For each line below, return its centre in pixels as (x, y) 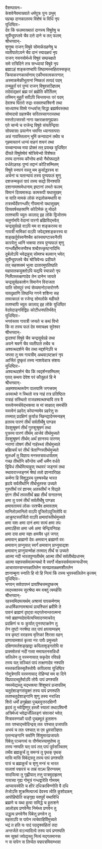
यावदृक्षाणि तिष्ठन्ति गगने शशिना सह (32, 293)
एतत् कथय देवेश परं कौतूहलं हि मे (31, 377)
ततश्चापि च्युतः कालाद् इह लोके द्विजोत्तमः (36, 215)
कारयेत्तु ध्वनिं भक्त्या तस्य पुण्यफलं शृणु (35, 243)
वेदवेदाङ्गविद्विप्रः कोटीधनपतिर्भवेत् (31, 310)
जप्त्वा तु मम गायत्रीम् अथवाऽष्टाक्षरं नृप (34, 355)
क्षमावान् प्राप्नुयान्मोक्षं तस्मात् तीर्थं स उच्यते (37, 551)
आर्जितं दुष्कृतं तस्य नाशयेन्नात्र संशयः (33, 360)
